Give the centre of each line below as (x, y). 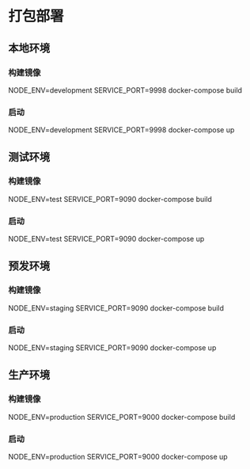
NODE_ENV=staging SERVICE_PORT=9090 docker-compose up (112, 348)
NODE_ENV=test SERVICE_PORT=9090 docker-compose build (110, 199)
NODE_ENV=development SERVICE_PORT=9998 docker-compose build (125, 90)
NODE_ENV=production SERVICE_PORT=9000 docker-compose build (122, 417)
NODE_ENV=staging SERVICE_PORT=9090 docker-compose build (116, 308)
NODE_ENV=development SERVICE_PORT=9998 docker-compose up (121, 130)
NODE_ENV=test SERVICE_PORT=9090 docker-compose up (106, 239)
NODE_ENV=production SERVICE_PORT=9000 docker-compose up (118, 457)
